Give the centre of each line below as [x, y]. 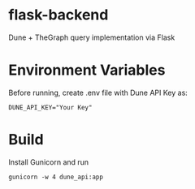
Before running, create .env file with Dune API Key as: [98, 92]
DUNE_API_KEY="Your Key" [50, 107]
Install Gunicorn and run [49, 162]
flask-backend [58, 15]
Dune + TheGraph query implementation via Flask [92, 37]
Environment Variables [87, 70]
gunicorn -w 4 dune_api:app [56, 177]
